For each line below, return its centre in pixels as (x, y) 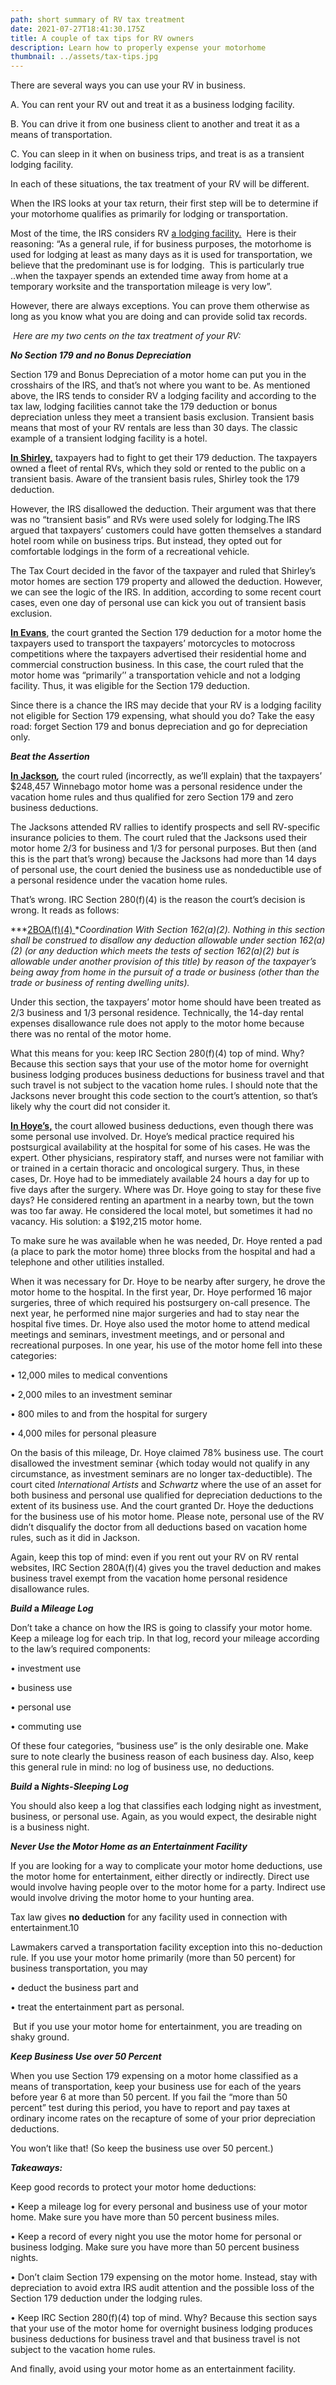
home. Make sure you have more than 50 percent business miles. (145, 2217)
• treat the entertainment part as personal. (97, 2007)
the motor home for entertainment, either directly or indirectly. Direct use (160, 1877)
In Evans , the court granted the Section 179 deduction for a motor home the (166, 633)
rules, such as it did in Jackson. (75, 1538)
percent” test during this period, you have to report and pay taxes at (150, 2108)
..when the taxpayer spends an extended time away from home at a (149, 276)
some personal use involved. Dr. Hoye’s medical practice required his (152, 1137)
